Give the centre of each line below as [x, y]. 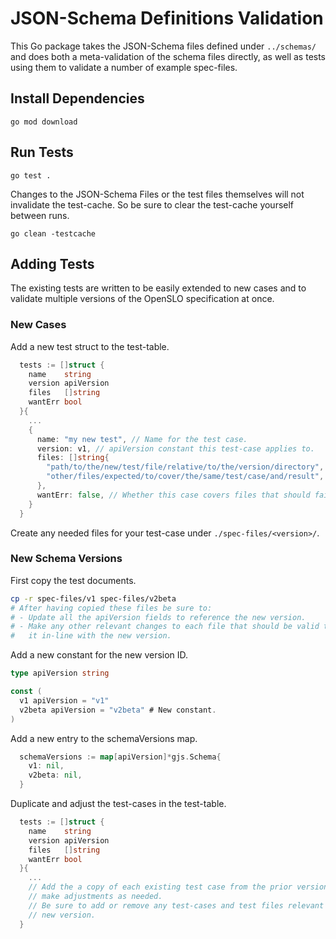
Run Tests [42, 152]
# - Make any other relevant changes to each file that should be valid [165, 627]
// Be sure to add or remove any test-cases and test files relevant [176, 905]
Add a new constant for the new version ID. [99, 655]
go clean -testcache [53, 233]
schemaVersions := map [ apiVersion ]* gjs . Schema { [120, 757]
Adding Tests [52, 263]
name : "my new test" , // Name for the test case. [142, 439]
